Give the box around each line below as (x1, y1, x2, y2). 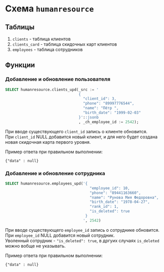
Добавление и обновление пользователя (5, 76, 111, 83)
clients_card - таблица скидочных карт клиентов (12, 41, 117, 47)
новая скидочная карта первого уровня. (5, 139, 91, 145)
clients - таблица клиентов (12, 36, 71, 42)
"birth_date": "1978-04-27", (89, 199, 150, 204)
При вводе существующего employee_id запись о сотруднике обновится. (5, 227, 160, 233)
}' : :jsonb (79, 115, 99, 120)
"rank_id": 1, (89, 204, 119, 209)
